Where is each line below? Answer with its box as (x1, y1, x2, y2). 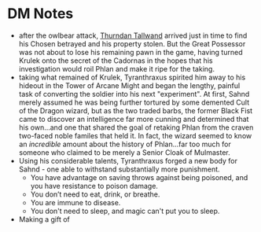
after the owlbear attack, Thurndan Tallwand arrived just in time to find (18, 31, 248, 40)
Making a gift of (18, 214, 70, 224)
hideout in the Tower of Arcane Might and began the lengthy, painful (18, 80, 241, 90)
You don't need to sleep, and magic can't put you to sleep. (30, 206, 220, 215)
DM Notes (7, 5, 74, 23)
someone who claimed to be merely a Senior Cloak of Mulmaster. (18, 147, 230, 157)
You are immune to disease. (30, 197, 121, 207)
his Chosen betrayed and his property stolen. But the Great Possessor (18, 39, 246, 48)
